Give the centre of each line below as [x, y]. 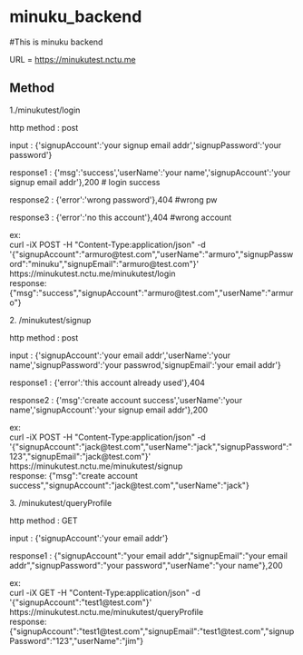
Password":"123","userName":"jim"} [77, 640]
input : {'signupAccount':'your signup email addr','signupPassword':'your [146, 145]
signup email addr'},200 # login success [85, 182]
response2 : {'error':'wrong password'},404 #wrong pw [113, 199]
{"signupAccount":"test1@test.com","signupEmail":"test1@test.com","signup [152, 631]
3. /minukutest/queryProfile [61, 502]
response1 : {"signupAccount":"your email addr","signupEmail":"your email [149, 555]
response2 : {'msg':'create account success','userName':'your [126, 400]
